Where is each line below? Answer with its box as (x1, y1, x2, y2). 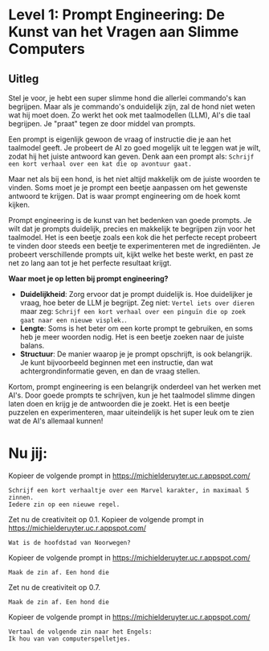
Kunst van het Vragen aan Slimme (8, 23, 239, 41)
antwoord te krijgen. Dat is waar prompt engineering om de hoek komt (8, 192, 241, 200)
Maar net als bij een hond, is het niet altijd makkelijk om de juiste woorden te (8, 175, 261, 183)
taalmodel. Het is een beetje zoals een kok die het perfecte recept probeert (8, 233, 257, 242)
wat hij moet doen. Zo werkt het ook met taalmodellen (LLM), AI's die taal (8, 110, 251, 120)
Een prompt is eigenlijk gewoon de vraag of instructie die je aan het (8, 134, 231, 144)
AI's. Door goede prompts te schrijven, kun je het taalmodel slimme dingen (8, 390, 255, 400)
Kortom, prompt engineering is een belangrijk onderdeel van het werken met (8, 382, 261, 391)
